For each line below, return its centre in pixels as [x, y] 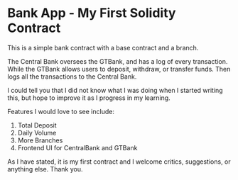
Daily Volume [37, 133]
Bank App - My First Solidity [92, 13]
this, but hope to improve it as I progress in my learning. [89, 98]
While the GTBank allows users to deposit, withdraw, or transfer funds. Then [119, 69]
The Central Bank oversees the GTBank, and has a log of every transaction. [118, 61]
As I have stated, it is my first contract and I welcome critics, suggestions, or [119, 162]
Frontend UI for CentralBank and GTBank [77, 147]
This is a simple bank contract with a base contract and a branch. [103, 47]
